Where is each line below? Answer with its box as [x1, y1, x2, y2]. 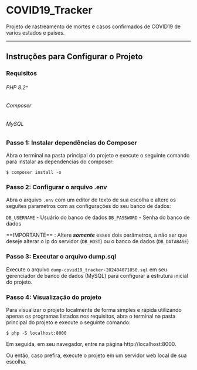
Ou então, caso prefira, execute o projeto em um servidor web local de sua [6, 352, 187, 359]
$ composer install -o [6, 170, 62, 176]
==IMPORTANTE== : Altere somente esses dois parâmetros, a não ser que [6, 231, 188, 238]
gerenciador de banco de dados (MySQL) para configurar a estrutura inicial [6, 272, 189, 279]
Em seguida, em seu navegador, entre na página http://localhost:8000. [6, 340, 177, 347]
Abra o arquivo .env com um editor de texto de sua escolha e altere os [6, 196, 176, 203]
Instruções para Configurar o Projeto [6, 52, 143, 62]
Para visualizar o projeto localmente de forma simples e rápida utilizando [6, 306, 182, 313]
